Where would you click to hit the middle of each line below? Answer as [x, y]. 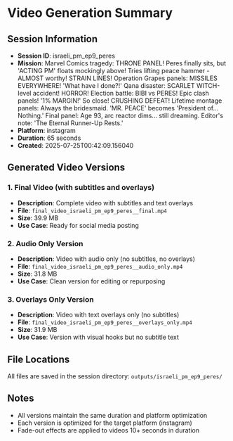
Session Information [53, 39]
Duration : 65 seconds [49, 138]
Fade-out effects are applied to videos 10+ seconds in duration [108, 430]
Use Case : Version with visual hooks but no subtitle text [98, 337]
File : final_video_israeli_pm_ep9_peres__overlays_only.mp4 [105, 322]
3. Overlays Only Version [51, 299]
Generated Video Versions [66, 168]
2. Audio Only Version [45, 243]
